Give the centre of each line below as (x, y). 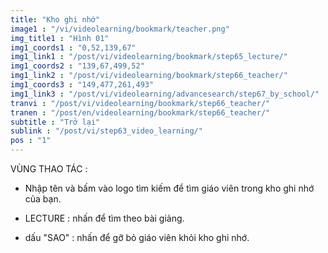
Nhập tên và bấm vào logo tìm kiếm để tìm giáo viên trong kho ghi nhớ (169, 188)
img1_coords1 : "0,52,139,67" (73, 47)
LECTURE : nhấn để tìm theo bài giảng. (104, 218)
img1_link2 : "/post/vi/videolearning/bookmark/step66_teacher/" (149, 76)
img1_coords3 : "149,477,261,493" (82, 85)
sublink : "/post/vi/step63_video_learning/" (106, 131)
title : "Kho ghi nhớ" (55, 19)
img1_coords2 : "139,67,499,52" (77, 66)
